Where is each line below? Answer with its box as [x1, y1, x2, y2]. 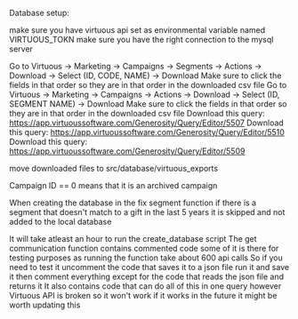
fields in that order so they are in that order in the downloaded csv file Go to [9, 80, 287, 90]
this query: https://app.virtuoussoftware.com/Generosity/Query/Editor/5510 [9, 127, 285, 137]
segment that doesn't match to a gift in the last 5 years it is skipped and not [9, 207, 286, 217]
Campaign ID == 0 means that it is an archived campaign [9, 180, 218, 190]
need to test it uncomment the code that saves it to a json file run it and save [9, 262, 290, 272]
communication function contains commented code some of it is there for [9, 243, 279, 253]
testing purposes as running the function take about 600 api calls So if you [9, 252, 283, 263]
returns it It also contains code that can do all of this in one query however [9, 281, 282, 291]
